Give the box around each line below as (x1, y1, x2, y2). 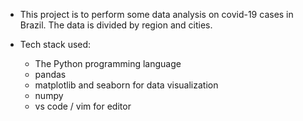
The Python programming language (34, 58, 182, 69)
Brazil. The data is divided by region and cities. (19, 19, 213, 31)
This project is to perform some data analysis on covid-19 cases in (19, 9, 294, 20)
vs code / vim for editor (34, 100, 132, 112)
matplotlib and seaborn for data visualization (34, 79, 219, 91)
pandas (34, 69, 67, 80)
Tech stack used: (19, 39, 92, 50)
